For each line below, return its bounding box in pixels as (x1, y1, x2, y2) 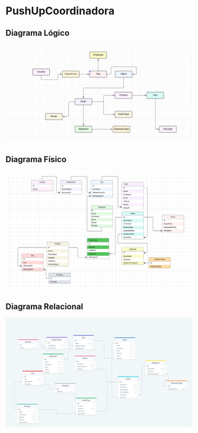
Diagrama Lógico (5, 28, 70, 38)
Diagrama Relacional (5, 302, 84, 312)
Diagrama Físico (5, 155, 66, 165)
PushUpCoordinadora (5, 4, 115, 18)
